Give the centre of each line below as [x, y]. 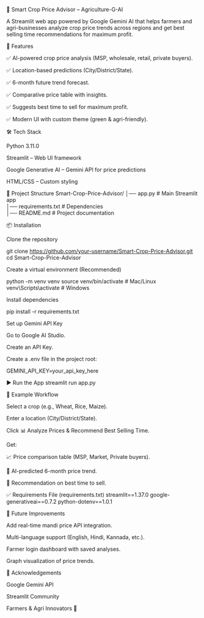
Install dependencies [33, 300]
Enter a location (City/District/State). [52, 418]
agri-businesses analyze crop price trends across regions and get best [96, 28]
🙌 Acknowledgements [34, 573]
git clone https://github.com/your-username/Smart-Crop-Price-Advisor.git [100, 251]
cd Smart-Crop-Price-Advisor [44, 258]
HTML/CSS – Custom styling [42, 181]
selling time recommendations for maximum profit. [70, 34]
